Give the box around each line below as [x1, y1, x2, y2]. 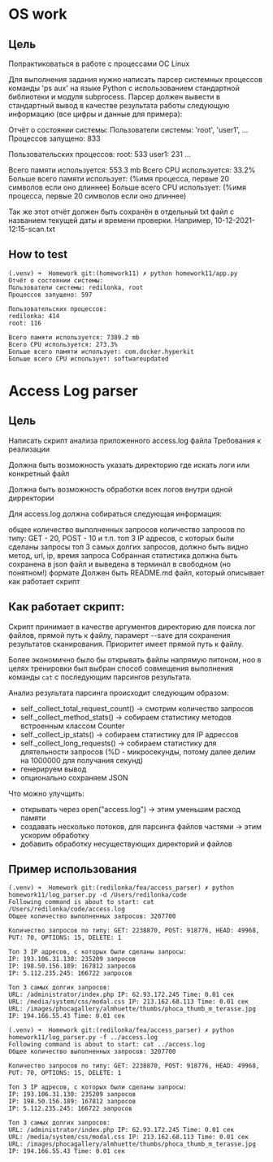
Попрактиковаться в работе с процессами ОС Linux [8, 59, 190, 68]
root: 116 [8, 319, 42, 327]
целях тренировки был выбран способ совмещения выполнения [8, 663, 234, 673]
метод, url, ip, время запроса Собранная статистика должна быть [8, 550, 238, 560]
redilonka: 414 [8, 312, 60, 320]
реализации [8, 444, 50, 454]
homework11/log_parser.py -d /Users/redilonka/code [8, 891, 187, 899]
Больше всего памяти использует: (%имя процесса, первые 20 [8, 174, 230, 183]
